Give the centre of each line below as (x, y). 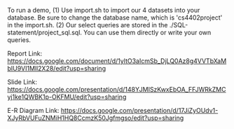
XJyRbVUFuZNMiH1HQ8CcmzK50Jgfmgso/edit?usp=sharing (96, 118)
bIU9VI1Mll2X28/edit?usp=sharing (57, 68)
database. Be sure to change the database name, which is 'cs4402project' (115, 18)
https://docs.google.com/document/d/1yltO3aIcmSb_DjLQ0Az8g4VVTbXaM (117, 61)
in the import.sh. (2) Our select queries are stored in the (88, 25)
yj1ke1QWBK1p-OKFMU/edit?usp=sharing (67, 97)
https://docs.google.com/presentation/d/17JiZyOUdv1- (139, 110)
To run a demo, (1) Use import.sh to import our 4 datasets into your (104, 10)
